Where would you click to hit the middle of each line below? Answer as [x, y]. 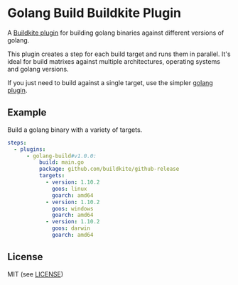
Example [27, 112]
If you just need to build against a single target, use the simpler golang [110, 82]
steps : [17, 142]
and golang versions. [38, 69]
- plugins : [30, 149]
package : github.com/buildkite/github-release [109, 169]
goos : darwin [71, 228]
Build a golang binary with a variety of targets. [75, 130]
